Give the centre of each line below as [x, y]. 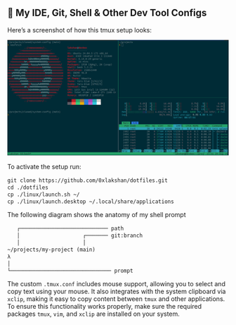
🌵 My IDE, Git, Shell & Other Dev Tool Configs [107, 13]
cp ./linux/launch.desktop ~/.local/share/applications [91, 202]
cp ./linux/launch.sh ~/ [44, 195]
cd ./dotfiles [28, 188]
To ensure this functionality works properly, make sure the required [105, 307]
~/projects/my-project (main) [52, 250]
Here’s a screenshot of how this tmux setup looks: [80, 30]
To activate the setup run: [45, 167]
